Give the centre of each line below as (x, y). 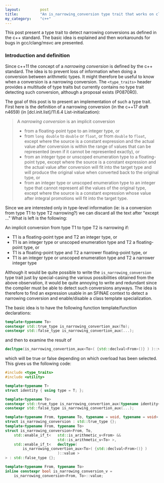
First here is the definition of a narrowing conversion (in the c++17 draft (77, 107)
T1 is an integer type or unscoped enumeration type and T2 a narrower (83, 258)
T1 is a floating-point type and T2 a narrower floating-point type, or (80, 252)
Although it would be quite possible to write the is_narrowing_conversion (78, 272)
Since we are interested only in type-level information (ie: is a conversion (78, 207)
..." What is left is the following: (36, 218)
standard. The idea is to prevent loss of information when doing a (71, 71)
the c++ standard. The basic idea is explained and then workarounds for (78, 38)
